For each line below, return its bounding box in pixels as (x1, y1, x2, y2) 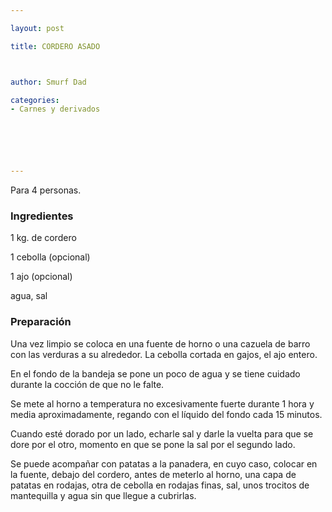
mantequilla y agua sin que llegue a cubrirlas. (10, 489, 197, 501)
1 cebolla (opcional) (10, 251, 91, 263)
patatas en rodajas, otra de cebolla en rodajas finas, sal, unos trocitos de (10, 479, 310, 491)
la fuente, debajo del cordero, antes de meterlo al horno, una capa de (10, 468, 297, 480)
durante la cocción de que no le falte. (10, 378, 165, 390)
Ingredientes (10, 209, 74, 223)
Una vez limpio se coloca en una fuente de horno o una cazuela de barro (10, 337, 311, 350)
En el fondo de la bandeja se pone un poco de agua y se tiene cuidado (10, 367, 301, 380)
